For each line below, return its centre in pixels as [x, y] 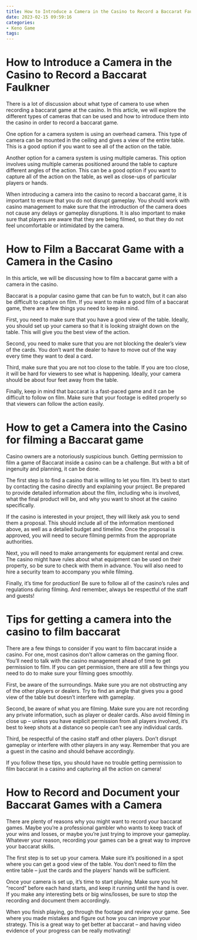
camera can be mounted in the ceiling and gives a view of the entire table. [96, 140]
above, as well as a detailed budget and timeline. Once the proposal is [91, 529]
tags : [13, 34]
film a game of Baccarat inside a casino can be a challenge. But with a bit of [98, 462]
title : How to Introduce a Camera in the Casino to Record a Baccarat [94, 11]
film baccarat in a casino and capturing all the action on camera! [84, 769]
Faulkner [28, 87]
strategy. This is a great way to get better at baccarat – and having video [94, 924]
